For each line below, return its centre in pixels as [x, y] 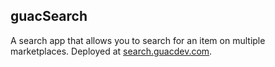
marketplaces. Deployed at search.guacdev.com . [111, 51]
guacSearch [49, 16]
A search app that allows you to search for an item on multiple [138, 40]
